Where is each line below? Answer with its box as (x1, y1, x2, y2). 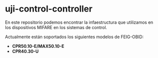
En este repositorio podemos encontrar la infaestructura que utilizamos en (5, 19, 154, 25)
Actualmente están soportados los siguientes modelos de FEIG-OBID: (5, 34, 144, 40)
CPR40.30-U (12, 48, 39, 54)
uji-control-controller (5, 3, 93, 14)
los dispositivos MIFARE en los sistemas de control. (5, 24, 108, 30)
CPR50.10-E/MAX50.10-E (12, 43, 64, 49)
